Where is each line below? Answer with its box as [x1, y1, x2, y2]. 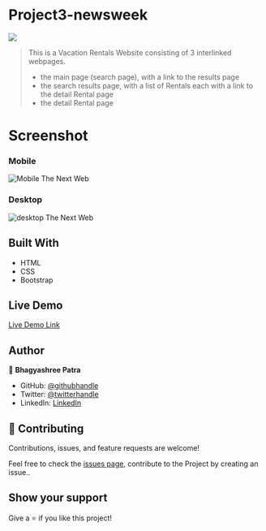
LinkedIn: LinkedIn [19, 398, 82, 408]
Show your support [8, 491, 108, 505]
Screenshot [8, 127, 88, 145]
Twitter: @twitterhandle [19, 390, 99, 399]
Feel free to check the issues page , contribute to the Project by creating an [8, 459, 259, 468]
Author [8, 343, 45, 357]
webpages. [28, 56, 66, 66]
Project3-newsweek [8, 6, 148, 24]
